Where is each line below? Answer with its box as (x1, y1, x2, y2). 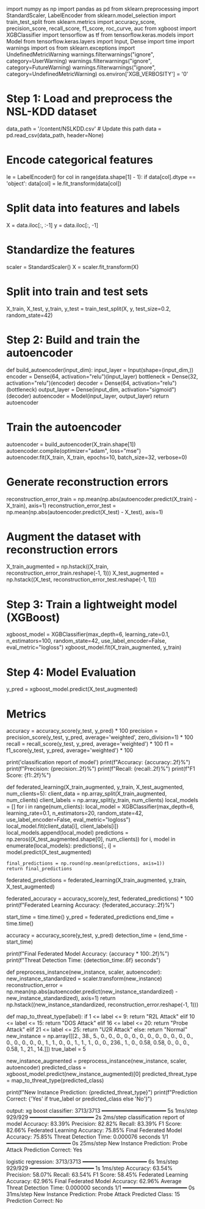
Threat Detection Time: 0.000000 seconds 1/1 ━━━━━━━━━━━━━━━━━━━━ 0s (6, 1184, 195, 1191)
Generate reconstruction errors (6, 475, 169, 489)
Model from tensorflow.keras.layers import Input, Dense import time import (6, 38, 195, 45)
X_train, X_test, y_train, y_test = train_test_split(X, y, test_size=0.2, (6, 305, 171, 312)
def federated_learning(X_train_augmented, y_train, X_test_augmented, (6, 784, 184, 791)
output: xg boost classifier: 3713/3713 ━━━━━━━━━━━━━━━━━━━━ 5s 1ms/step (6, 1107, 198, 1115)
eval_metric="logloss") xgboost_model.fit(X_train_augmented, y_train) (6, 643, 182, 651)
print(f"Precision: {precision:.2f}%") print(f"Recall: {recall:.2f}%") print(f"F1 (6, 765, 195, 773)
